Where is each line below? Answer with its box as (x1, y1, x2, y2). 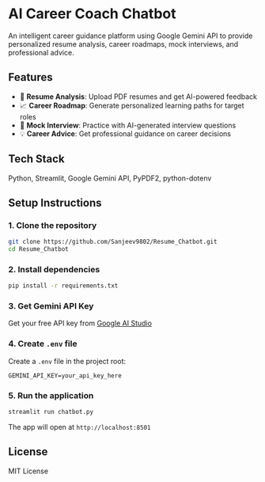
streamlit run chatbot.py (8, 408, 93, 416)
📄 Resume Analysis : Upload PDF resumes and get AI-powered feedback (19, 92, 258, 101)
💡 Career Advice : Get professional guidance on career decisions (19, 128, 232, 139)
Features (8, 70, 53, 84)
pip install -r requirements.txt (8, 282, 119, 290)
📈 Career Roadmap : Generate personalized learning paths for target (19, 101, 244, 110)
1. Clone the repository (8, 219, 97, 230)
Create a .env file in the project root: (8, 356, 127, 366)
